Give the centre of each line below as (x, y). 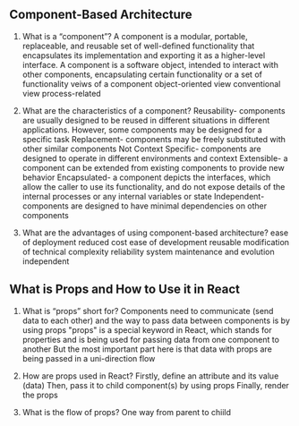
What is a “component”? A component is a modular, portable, (135, 36)
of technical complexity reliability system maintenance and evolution (148, 251)
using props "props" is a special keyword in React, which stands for (147, 329)
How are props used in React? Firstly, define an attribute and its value (150, 376)
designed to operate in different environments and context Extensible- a (155, 158)
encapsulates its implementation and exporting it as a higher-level (144, 55)
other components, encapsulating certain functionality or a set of (142, 74)
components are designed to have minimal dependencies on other (145, 206)
